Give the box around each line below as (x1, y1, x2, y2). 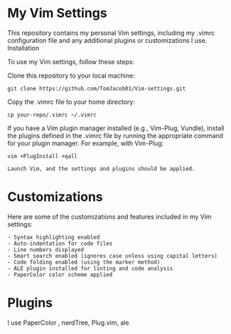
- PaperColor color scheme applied (7, 271, 113, 278)
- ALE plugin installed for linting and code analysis (7, 265, 173, 272)
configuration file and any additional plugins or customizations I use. (7, 36, 208, 44)
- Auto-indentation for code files (7, 240, 113, 247)
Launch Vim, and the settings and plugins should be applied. (7, 165, 195, 172)
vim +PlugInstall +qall (7, 152, 78, 160)
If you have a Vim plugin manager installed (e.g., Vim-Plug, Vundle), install (7, 123, 225, 132)
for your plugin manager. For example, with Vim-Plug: (7, 139, 164, 147)
